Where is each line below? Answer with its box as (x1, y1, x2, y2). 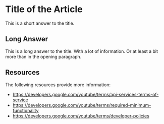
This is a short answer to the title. (5, 20, 75, 26)
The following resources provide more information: (5, 82, 111, 88)
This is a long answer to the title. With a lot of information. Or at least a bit (5, 48, 158, 54)
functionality (12, 107, 39, 113)
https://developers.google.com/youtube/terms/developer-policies (12, 112, 150, 119)
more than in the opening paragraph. (5, 53, 82, 59)
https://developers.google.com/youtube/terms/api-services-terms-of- (12, 91, 159, 97)
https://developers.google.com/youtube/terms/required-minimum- (12, 102, 151, 108)
